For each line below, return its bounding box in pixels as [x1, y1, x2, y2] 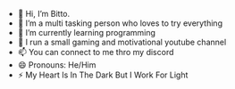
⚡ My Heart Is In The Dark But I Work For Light [17, 69, 189, 80]
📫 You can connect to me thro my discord [17, 47, 174, 57]
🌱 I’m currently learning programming [17, 28, 156, 37]
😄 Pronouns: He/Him [17, 60, 97, 70]
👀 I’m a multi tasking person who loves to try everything [17, 18, 223, 28]
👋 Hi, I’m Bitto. [17, 9, 71, 19]
